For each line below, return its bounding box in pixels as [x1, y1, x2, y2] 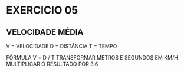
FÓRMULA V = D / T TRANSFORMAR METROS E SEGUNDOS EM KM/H [6, 54, 178, 61]
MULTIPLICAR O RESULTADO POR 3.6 [6, 60, 98, 67]
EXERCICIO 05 [6, 4, 78, 17]
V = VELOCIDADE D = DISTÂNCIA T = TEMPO [6, 42, 117, 50]
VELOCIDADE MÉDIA [6, 27, 84, 37]
